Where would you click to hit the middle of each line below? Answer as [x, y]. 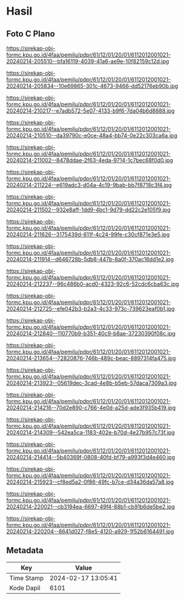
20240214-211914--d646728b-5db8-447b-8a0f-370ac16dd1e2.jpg [90, 259]
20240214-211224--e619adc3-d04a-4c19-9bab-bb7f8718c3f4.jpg [89, 185]
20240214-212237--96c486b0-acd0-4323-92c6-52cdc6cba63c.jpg [93, 284]
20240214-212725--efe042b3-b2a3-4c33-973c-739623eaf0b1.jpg [90, 309]
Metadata [25, 550]
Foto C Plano [31, 34]
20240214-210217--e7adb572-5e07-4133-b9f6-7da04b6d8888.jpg [90, 111]
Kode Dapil [25, 588]
